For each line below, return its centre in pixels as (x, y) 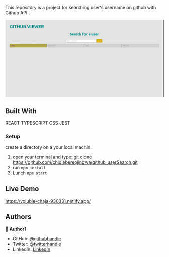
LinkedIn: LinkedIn (31, 249)
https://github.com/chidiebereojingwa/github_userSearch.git (75, 162)
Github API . (18, 13)
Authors (18, 217)
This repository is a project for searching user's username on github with (81, 7)
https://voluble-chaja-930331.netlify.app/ (48, 201)
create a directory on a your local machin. (48, 147)
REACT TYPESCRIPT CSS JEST (38, 123)
